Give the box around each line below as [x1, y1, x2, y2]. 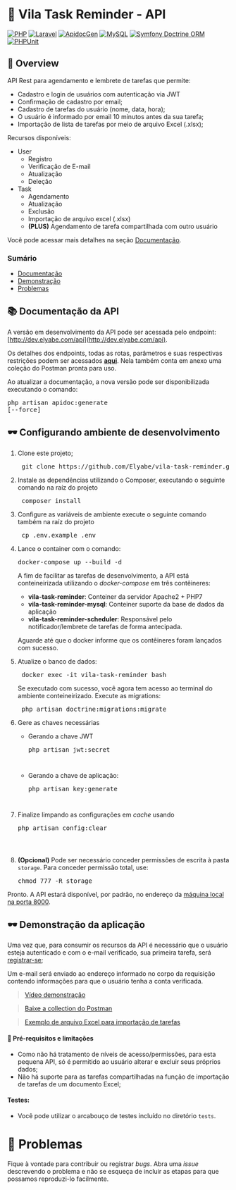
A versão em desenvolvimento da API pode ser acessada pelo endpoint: [7, 328, 216, 336]
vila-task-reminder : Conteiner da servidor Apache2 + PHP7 [27, 592, 203, 601]
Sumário [7, 253, 37, 263]
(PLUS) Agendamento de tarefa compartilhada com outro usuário [27, 222, 218, 230]
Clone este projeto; [17, 449, 73, 457]
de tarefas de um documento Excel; [17, 1079, 121, 1088]
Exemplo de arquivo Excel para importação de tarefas [24, 1018, 181, 1027]
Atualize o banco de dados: [17, 657, 97, 665]
